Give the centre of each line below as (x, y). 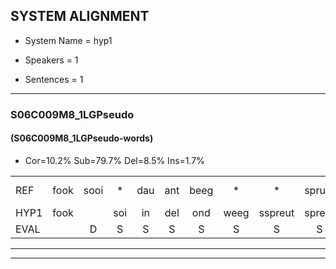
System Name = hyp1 (68, 40)
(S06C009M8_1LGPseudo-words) (82, 138)
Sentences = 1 (54, 79)
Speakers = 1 (51, 60)
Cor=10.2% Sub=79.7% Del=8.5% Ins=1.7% (115, 160)
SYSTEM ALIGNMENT (80, 16)
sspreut (276, 212)
